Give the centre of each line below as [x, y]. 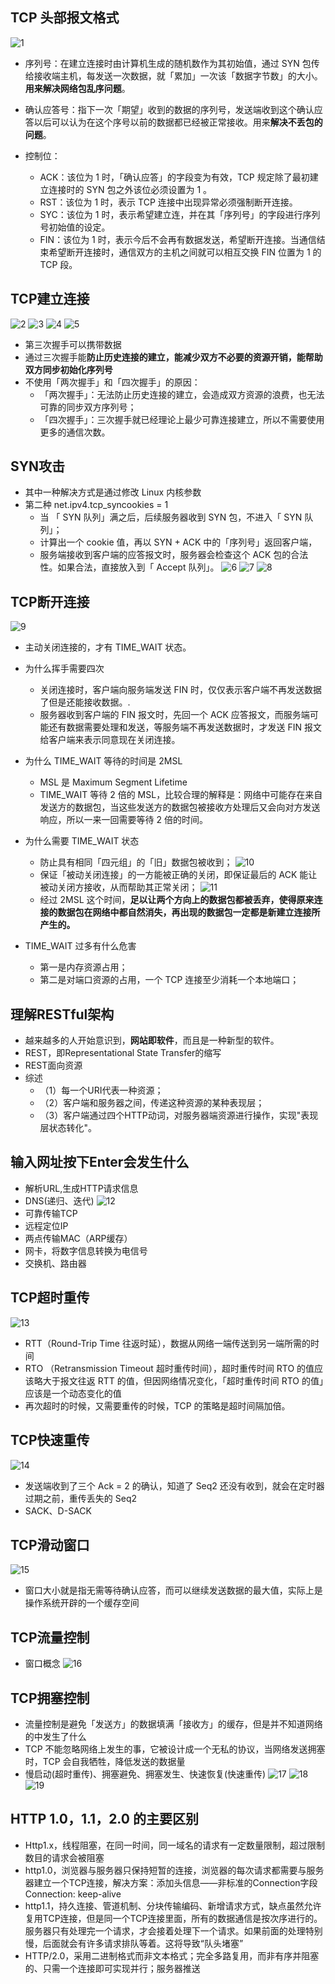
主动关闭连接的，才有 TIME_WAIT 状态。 [108, 647]
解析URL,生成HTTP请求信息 [81, 1188]
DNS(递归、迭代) [59, 1200]
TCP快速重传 [50, 1440]
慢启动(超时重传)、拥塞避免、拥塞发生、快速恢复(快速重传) [145, 1774]
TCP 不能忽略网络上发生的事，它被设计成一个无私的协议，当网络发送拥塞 [175, 1749]
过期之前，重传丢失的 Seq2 [80, 1498]
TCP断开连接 [50, 601]
